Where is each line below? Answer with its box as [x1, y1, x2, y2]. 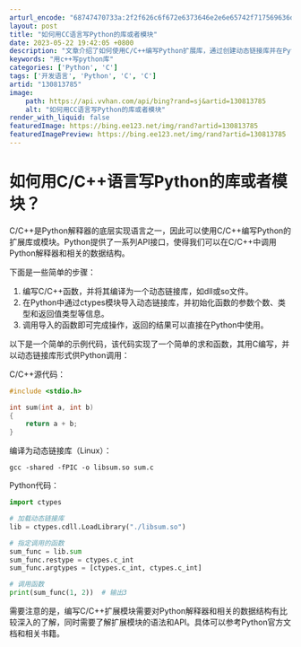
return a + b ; [25, 419, 78, 429]
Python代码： [9, 480, 60, 491]
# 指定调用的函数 [9, 538, 64, 547]
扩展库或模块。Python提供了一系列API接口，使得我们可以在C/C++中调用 [9, 236, 277, 247]
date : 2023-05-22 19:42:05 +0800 [9, 38, 134, 48]
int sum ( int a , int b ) [9, 403, 94, 412]
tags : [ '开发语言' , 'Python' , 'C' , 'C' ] [9, 72, 157, 81]
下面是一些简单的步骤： [9, 267, 96, 277]
